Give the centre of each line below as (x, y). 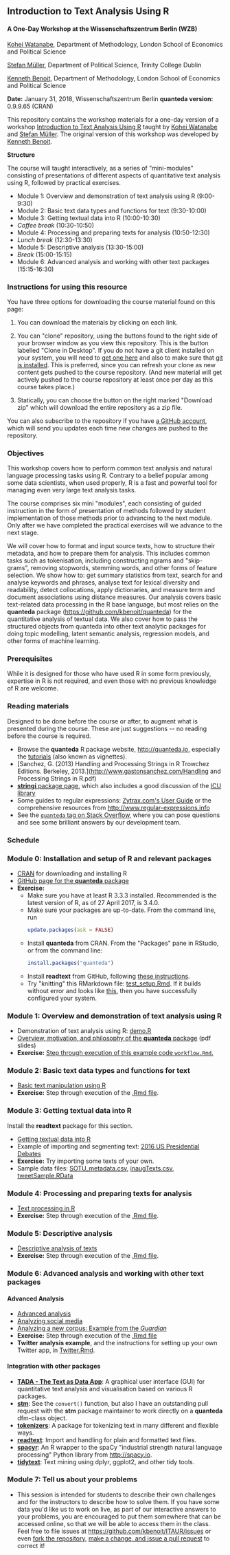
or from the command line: (65, 950)
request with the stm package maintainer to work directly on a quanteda (120, 1411)
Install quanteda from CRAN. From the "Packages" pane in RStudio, (123, 943)
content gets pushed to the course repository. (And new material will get (119, 372)
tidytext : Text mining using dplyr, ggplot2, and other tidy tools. (106, 1461)
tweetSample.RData (45, 1175)
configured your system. (62, 998)
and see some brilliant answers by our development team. (99, 822)
